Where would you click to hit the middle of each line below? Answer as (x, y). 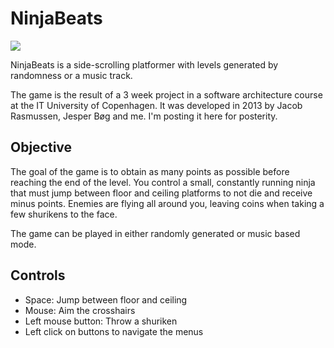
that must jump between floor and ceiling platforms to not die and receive (161, 193)
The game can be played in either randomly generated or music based (155, 233)
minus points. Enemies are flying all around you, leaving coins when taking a (167, 203)
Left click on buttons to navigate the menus (114, 331)
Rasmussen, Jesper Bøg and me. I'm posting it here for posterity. (144, 116)
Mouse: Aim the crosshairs (80, 310)
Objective (41, 147)
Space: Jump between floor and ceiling (106, 299)
